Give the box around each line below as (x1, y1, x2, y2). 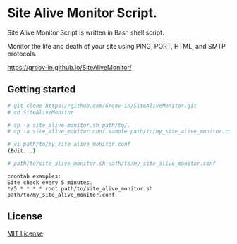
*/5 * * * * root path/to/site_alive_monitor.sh (7, 185, 153, 192)
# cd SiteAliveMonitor (7, 109, 74, 116)
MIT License (7, 229, 44, 238)
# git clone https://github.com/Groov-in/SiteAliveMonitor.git (7, 102, 197, 109)
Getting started (7, 83, 76, 96)
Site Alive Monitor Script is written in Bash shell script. (7, 28, 164, 37)
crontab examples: (7, 173, 61, 180)
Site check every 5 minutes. (7, 178, 93, 186)
